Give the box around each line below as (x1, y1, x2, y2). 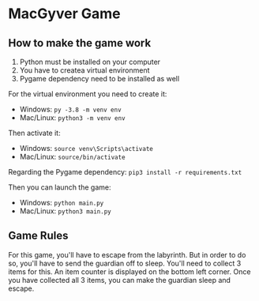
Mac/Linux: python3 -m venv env (19, 113, 126, 122)
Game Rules (8, 229, 69, 243)
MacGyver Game (8, 5, 121, 23)
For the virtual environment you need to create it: (8, 89, 167, 99)
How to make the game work (8, 36, 152, 50)
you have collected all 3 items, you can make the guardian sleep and (8, 275, 231, 284)
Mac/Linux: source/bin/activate (19, 152, 126, 161)
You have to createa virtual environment (19, 66, 150, 75)
